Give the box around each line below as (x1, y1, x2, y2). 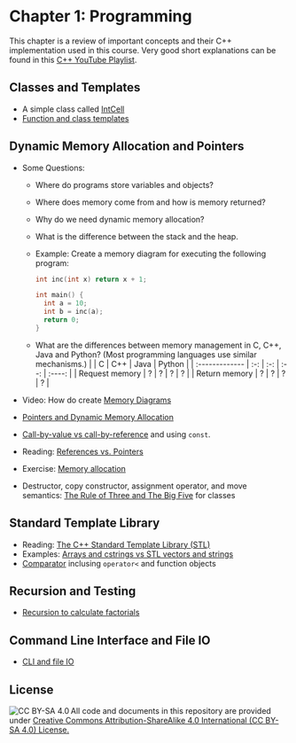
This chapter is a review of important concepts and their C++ (9, 35, 232, 46)
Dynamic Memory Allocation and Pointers (9, 139, 245, 154)
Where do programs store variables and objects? (35, 179, 214, 190)
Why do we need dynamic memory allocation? (35, 214, 206, 224)
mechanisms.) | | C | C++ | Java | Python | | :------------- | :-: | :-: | (35, 358, 280, 369)
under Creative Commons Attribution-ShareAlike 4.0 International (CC (9, 716, 264, 726)
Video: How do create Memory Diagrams (21, 395, 172, 405)
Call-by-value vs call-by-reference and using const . (21, 428, 211, 440)
